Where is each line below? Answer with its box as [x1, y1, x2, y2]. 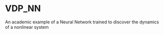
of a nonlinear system [5, 24, 49, 30]
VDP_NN [5, 3, 41, 14]
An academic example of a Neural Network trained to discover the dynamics [5, 19, 159, 25]
